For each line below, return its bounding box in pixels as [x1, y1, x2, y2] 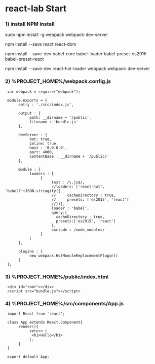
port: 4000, [29, 149, 54, 154]
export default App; [7, 355, 50, 360]
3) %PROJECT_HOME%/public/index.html [5, 273, 109, 280]
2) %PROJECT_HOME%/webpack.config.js [5, 78, 111, 85]
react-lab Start [5, 3, 67, 14]
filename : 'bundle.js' [29, 119, 78, 124]
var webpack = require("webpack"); [7, 89, 80, 94]
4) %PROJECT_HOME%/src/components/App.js [5, 300, 124, 307]
